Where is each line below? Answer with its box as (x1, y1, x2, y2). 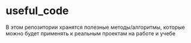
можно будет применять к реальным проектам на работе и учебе (5, 29, 175, 37)
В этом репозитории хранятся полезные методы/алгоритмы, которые (5, 24, 186, 31)
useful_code (5, 4, 69, 18)
